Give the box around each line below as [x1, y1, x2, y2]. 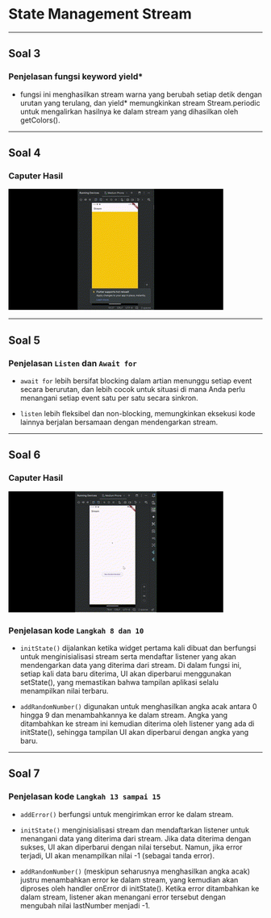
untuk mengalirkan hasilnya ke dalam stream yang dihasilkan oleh [19, 106, 239, 116]
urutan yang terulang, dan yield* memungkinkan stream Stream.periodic [19, 98, 261, 107]
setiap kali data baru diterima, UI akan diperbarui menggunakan [19, 669, 231, 678]
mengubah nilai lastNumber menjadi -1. [19, 900, 151, 910]
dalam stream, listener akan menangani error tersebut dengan [19, 892, 226, 902]
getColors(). [19, 115, 60, 125]
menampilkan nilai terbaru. [19, 686, 109, 695]
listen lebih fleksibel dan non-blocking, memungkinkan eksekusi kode [19, 409, 256, 418]
